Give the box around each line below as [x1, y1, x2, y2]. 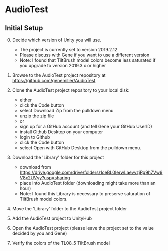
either [19, 97, 32, 103]
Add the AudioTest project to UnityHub [12, 215, 92, 221]
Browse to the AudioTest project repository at [12, 72, 106, 78]
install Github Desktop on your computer [19, 129, 103, 135]
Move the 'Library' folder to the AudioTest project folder [12, 206, 127, 211]
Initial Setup [5, 24, 43, 32]
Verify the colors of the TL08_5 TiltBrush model [12, 240, 110, 246]
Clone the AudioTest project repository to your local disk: [12, 87, 130, 93]
